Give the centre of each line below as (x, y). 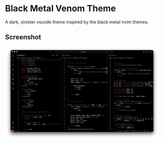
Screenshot (23, 37)
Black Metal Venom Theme (61, 9)
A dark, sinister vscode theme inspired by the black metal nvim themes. (77, 22)
